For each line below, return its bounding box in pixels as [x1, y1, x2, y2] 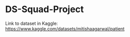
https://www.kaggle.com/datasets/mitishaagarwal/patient [5, 25, 125, 31]
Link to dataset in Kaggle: [5, 20, 58, 26]
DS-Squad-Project [5, 4, 84, 15]
